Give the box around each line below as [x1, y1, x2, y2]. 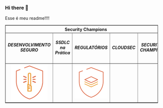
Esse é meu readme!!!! [5, 15, 50, 21]
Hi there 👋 [5, 4, 29, 11]
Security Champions [65, 26, 108, 32]
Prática [55, 49, 70, 55]
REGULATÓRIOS [74, 45, 108, 50]
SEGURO [20, 47, 38, 53]
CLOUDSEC [112, 45, 136, 50]
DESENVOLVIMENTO [8, 42, 51, 48]
